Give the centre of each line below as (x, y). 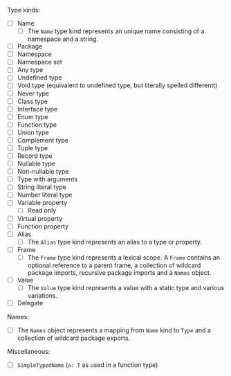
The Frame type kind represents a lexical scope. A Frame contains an (124, 257)
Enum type (33, 116)
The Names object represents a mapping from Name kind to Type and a (114, 330)
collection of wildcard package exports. (74, 338)
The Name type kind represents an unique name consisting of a (116, 31)
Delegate (30, 303)
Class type (33, 101)
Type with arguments (47, 179)
